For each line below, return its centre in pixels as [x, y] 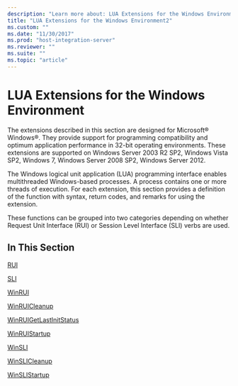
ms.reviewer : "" [31, 47]
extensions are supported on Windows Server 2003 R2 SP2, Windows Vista [118, 153]
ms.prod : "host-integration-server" [61, 40]
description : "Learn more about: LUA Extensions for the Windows [106, 14]
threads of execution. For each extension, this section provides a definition [116, 189]
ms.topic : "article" [38, 60]
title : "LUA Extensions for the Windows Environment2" [90, 21]
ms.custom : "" [28, 27]
